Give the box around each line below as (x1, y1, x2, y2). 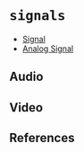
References (9, 130, 75, 146)
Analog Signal (21, 43, 74, 54)
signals (9, 7, 66, 24)
